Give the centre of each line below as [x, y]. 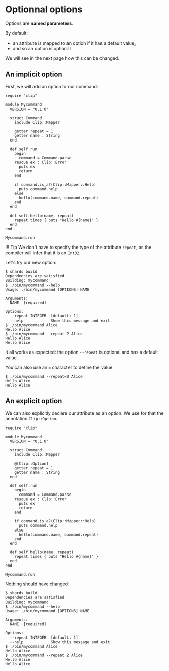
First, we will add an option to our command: [52, 86]
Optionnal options [44, 9]
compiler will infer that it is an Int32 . [43, 253]
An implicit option [34, 74]
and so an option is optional [42, 48]
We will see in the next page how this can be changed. [62, 58]
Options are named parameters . [39, 23]
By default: [17, 33]
